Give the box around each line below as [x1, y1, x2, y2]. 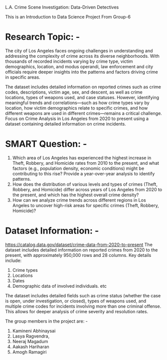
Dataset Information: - [5, 225, 99, 237]
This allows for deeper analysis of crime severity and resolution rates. [5, 308, 149, 314]
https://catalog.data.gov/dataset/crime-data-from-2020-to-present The [5, 241, 153, 247]
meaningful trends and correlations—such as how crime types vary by [5, 100, 150, 106]
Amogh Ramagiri [12, 349, 47, 355]
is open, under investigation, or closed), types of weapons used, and [5, 298, 147, 304]
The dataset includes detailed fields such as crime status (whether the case [5, 292, 161, 298]
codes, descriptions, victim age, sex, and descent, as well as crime [5, 89, 143, 95]
